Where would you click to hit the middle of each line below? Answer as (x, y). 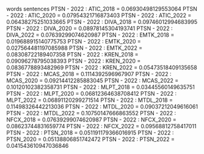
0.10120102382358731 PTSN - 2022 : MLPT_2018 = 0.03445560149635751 (101, 87)
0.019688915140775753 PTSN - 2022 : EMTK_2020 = (74, 41)
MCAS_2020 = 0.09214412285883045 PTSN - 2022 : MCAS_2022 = (93, 80)
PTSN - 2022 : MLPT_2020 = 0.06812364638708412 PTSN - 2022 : (92, 94)
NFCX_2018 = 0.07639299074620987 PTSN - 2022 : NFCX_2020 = (92, 120)
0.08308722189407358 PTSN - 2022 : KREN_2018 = (72, 54)
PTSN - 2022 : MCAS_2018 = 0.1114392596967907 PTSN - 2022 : (89, 74)
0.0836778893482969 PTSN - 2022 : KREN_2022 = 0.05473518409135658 (102, 67)
